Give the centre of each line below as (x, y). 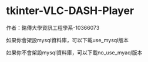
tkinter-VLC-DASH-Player (70, 11)
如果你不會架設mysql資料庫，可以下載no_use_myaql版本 (74, 52)
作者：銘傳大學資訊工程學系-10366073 (53, 27)
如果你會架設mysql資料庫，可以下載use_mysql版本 (68, 40)
